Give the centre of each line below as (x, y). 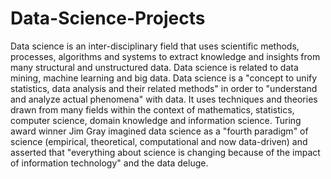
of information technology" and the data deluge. (109, 163)
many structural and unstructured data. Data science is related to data (154, 67)
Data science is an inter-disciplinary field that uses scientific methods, (155, 46)
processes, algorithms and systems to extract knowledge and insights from (165, 56)
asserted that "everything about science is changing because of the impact (165, 152)
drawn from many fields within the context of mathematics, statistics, (152, 109)
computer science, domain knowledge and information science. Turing (156, 120)
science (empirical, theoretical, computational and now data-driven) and (159, 141)
